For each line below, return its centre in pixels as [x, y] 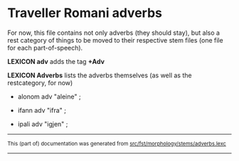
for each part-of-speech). [45, 48]
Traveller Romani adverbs [85, 13]
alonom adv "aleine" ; [49, 96]
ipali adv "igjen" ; [43, 124]
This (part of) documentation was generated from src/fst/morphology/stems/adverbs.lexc [117, 143]
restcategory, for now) [40, 82]
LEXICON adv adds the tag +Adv [56, 61]
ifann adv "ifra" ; [42, 110]
